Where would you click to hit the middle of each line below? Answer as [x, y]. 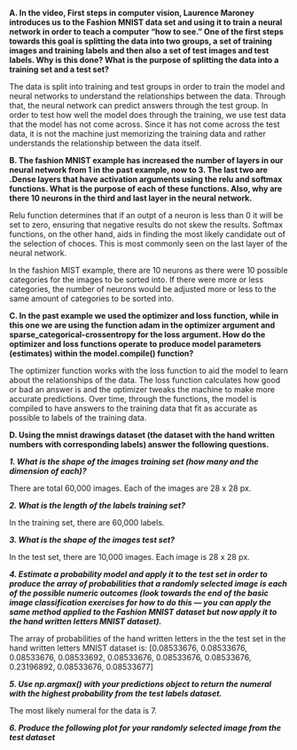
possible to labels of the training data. [78, 418]
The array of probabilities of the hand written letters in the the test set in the [148, 639]
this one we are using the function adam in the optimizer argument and [142, 325]
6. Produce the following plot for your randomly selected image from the [145, 728]
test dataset [32, 737]
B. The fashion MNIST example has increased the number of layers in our [146, 160]
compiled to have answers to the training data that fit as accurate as [133, 408]
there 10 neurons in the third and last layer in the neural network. [131, 198]
